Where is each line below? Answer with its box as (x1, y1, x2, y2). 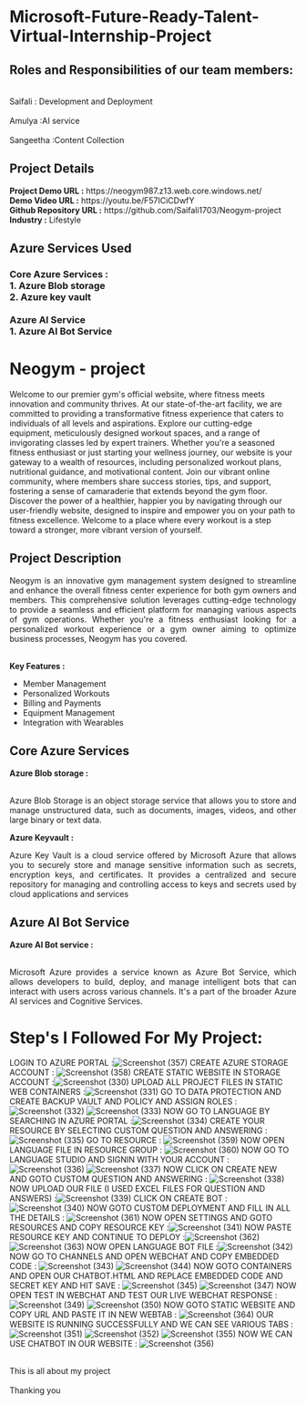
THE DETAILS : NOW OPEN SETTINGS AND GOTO (9, 1213, 273, 1224)
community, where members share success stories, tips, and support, (9, 476, 271, 487)
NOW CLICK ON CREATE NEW (162, 1164, 278, 1175)
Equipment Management (22, 707, 116, 718)
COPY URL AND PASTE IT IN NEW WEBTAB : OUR (9, 1309, 274, 1320)
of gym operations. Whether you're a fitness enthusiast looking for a (9, 614, 297, 625)
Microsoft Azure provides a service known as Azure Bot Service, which (9, 966, 297, 977)
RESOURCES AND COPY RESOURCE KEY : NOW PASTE (9, 1222, 292, 1233)
